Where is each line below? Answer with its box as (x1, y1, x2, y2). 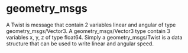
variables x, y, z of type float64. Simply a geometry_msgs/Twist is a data (6, 34, 183, 41)
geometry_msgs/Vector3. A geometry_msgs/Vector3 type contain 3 (6, 27, 170, 34)
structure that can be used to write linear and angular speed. (6, 40, 154, 47)
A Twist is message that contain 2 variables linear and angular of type (6, 21, 176, 28)
